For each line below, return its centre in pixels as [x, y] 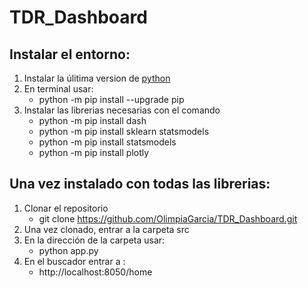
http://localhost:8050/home [95, 272]
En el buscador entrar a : [74, 261]
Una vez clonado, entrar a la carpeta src [106, 229]
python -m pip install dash [92, 120]
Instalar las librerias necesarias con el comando [122, 110]
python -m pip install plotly [94, 152]
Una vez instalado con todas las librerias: [140, 184]
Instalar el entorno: [70, 54]
